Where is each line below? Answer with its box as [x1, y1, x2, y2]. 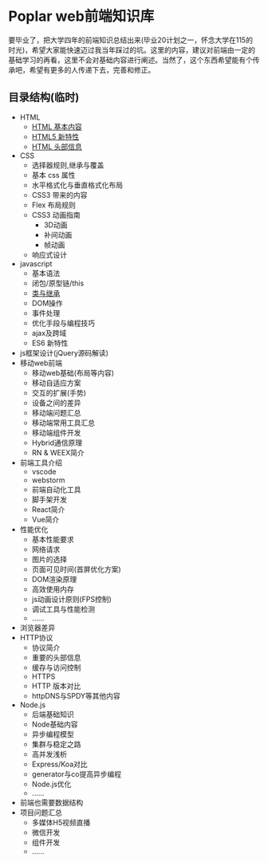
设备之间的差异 [31, 398, 81, 407]
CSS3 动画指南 [31, 210, 81, 219]
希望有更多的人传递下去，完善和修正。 [29, 65, 156, 74]
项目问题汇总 [19, 807, 62, 817]
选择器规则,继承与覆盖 [31, 160, 104, 170]
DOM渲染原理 [31, 574, 77, 584]
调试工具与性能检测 [31, 604, 96, 614]
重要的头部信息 [31, 652, 81, 662]
